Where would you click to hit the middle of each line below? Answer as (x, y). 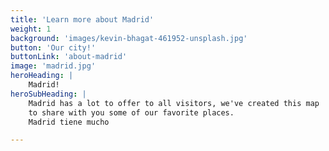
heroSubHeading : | (48, 94)
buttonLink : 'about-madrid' (69, 57)
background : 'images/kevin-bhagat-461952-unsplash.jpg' (129, 38)
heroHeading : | (42, 76)
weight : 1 (31, 29)
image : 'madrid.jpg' (53, 66)
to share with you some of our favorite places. (131, 112)
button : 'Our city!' (53, 47)
